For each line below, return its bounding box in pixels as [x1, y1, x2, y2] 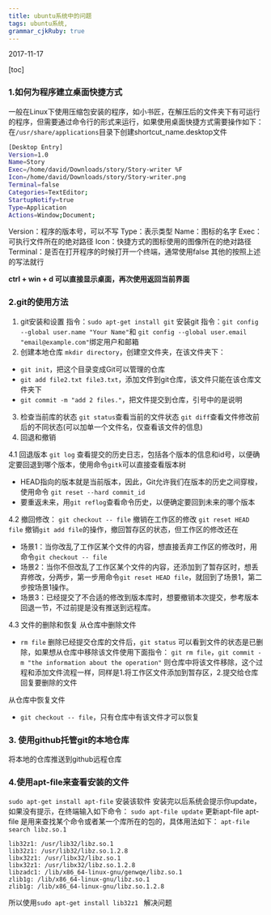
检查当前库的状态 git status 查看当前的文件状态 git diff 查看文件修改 [19, 411, 253, 422]
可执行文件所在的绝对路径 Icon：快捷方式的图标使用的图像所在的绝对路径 [8, 237, 252, 247]
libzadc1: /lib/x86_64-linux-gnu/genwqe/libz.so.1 [8, 869, 183, 877]
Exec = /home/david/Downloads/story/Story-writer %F [8, 165, 183, 174]
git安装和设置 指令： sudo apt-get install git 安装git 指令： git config [19, 316, 259, 326]
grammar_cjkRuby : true [8, 27, 85, 35]
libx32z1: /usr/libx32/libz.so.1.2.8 [8, 861, 136, 870]
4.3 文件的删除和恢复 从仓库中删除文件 [8, 620, 137, 629]
